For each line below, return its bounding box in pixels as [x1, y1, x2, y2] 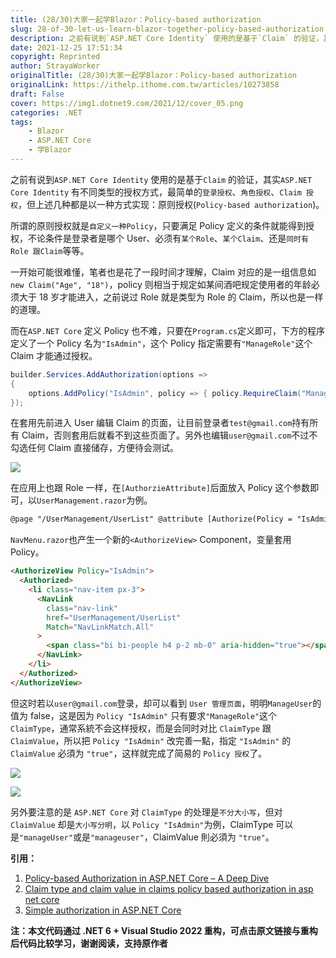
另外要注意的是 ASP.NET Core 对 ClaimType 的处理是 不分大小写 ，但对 [10, 806, 283, 818]
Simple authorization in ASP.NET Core [24, 904, 182, 916]
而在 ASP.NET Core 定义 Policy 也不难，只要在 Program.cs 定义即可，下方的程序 [10, 324, 325, 336]
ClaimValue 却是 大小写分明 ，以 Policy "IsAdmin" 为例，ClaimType [10, 818, 274, 830]
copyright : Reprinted [10, 52, 101, 62]
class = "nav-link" [46, 603, 118, 613]
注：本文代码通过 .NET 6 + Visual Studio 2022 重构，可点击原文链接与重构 [10, 924, 318, 936]
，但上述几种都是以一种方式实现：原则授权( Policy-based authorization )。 [17, 198, 325, 210]
